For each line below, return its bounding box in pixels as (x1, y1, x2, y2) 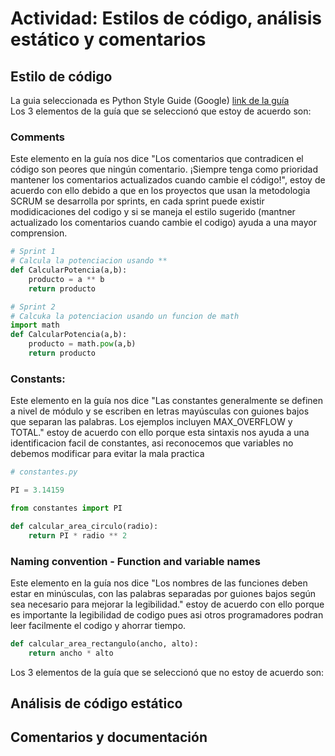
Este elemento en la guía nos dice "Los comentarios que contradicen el (10, 153, 304, 165)
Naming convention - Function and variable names (10, 554, 261, 568)
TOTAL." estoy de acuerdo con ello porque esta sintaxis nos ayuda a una (10, 427, 310, 439)
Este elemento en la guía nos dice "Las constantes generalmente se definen (10, 395, 324, 407)
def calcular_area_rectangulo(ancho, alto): (10, 638, 199, 649)
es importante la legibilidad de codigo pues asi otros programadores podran (10, 608, 324, 621)
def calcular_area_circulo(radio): (10, 521, 159, 531)
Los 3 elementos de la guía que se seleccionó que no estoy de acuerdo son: (10, 666, 325, 678)
